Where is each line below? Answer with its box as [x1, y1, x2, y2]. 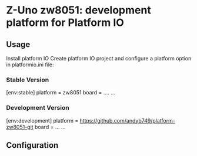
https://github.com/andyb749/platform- [79, 117, 175, 124]
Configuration [6, 140, 59, 150]
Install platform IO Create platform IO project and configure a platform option [6, 55, 192, 62]
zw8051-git [6, 123, 34, 130]
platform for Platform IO [6, 16, 125, 29]
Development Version [6, 104, 69, 112]
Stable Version [6, 76, 49, 84]
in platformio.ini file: [6, 61, 54, 68]
